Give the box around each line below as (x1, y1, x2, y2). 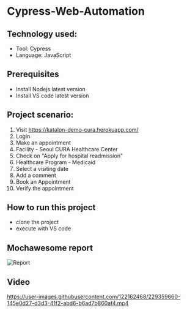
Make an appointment (15, 139, 71, 146)
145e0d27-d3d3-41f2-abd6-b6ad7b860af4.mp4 (7, 300, 129, 307)
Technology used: (7, 29, 78, 39)
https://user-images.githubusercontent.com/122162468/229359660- (7, 293, 181, 301)
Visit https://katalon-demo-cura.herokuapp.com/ (15, 126, 139, 133)
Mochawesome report (7, 243, 94, 253)
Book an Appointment (15, 178, 71, 185)
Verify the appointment (15, 184, 74, 192)
